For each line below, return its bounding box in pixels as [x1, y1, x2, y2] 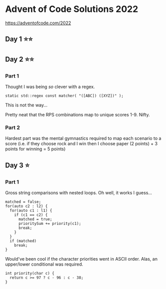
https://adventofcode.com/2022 [5, 20, 71, 26]
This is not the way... [5, 102, 48, 108]
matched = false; [5, 199, 41, 204]
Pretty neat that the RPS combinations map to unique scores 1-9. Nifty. [5, 112, 150, 118]
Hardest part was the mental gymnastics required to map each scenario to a [5, 135, 162, 141]
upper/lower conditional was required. [5, 261, 83, 267]
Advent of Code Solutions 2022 [5, 3, 139, 15]
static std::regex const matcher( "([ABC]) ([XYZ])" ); [5, 94, 124, 98]
